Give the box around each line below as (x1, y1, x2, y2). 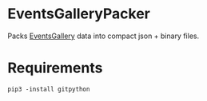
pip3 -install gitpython (7, 85, 90, 93)
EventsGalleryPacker (7, 5, 151, 23)
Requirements (7, 59, 103, 77)
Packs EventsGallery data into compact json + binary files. (7, 31, 200, 41)
